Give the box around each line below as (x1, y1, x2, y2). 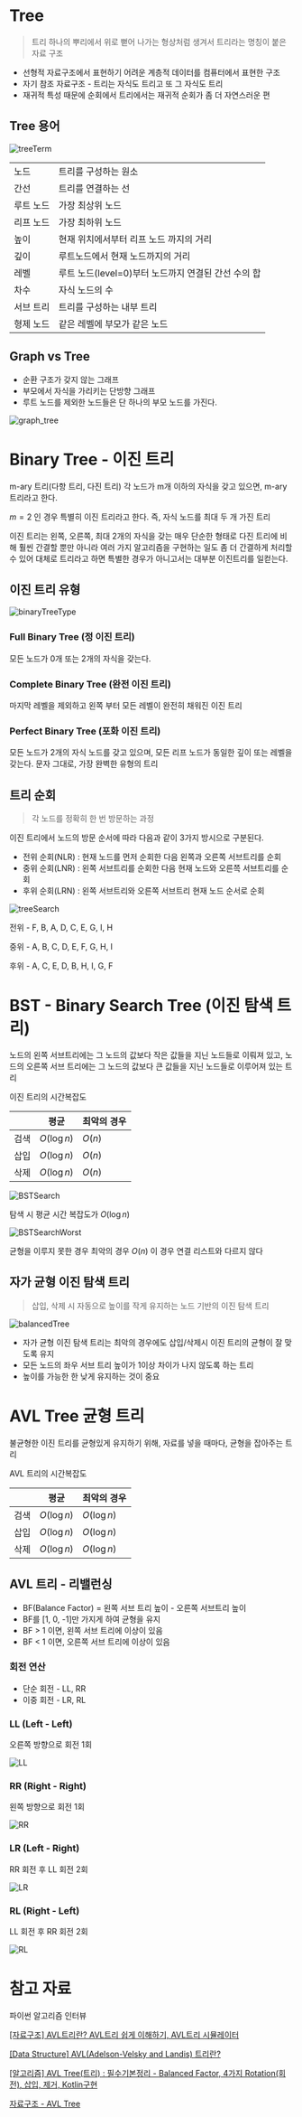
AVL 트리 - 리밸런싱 (9, 1577, 113, 1592)
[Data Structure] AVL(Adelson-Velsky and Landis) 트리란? (9, 2048, 221, 2059)
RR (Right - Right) (9, 1780, 87, 1793)
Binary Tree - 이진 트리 (9, 449, 175, 470)
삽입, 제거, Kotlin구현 (23, 2079, 98, 2090)
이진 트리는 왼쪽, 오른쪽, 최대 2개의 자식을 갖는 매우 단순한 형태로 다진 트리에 (9, 530, 279, 541)
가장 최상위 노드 (58, 199, 122, 211)
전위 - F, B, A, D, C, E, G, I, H (9, 923, 114, 933)
